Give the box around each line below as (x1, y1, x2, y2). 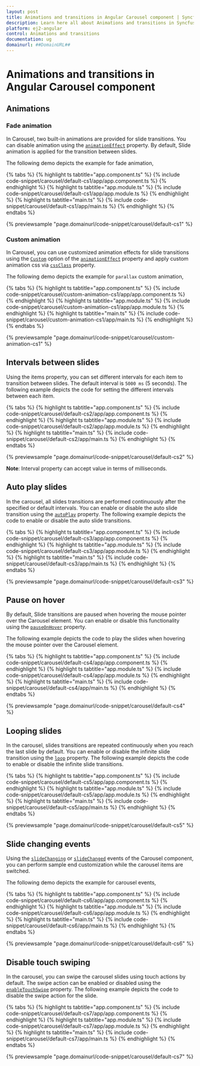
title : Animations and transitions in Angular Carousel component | (6, 14, 180, 20)
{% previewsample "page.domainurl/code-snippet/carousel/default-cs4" (6, 702, 186, 709)
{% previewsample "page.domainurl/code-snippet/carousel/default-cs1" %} (6, 220, 193, 227)
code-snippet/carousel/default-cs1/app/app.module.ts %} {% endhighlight (6, 190, 189, 197)
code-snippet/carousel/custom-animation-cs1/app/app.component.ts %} (6, 291, 186, 298)
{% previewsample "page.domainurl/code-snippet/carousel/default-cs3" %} (6, 578, 194, 585)
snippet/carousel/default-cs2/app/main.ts (6, 435, 109, 442)
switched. (6, 867, 30, 875)
